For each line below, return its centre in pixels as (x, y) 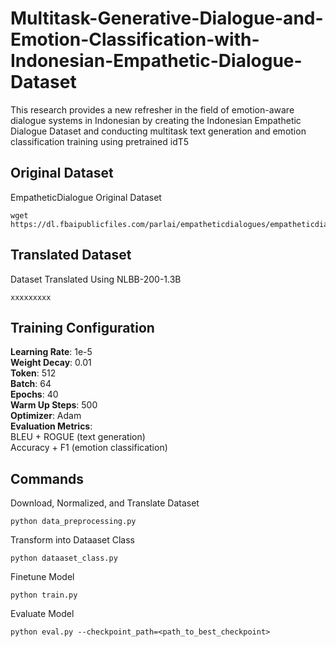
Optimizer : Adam (46, 416)
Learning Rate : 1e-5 (51, 352)
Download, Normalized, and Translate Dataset (105, 503)
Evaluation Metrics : (51, 426)
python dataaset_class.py (64, 558)
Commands (47, 478)
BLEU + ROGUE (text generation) (78, 437)
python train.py (44, 595)
